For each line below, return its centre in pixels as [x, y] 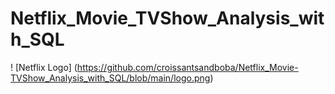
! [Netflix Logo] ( [44, 67]
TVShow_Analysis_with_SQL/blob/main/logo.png [110, 78]
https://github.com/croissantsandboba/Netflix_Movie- [187, 67]
